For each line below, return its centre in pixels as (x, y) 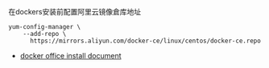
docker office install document (71, 56)
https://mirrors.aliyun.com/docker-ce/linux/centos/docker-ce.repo (145, 41)
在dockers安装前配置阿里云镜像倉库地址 (75, 12)
